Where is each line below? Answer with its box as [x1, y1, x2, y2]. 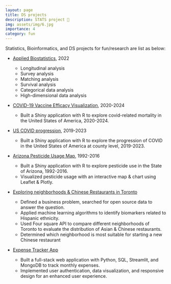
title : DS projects [5, 12, 47, 17]
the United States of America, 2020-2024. [20, 118, 109, 123]
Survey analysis [20, 71, 54, 77]
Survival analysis [20, 81, 56, 88]
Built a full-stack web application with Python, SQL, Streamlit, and [20, 257, 159, 263]
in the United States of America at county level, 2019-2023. [20, 143, 145, 149]
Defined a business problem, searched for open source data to [20, 199, 153, 205]
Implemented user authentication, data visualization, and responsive [20, 268, 164, 274]
